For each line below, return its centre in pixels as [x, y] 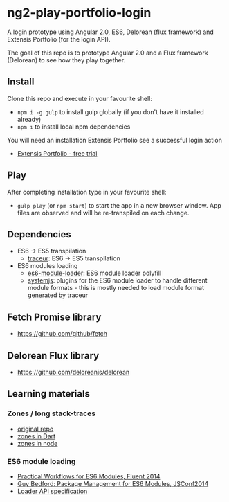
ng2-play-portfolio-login [79, 13]
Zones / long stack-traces [51, 413]
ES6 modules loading [47, 266]
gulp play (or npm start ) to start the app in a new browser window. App [119, 205]
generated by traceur [58, 295]
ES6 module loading [42, 461]
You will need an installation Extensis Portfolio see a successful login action [115, 140]
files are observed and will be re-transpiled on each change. [103, 213]
